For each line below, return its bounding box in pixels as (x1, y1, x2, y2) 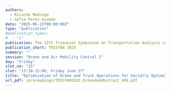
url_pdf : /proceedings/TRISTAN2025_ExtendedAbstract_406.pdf (5, 78, 138, 83)
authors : (5, 7, 24, 13)
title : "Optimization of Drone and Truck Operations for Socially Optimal (5, 73, 167, 78)
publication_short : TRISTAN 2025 (5, 45, 76, 50)
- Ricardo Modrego (10, 12, 49, 17)
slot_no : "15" (5, 64, 36, 69)
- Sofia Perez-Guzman (10, 17, 56, 22)
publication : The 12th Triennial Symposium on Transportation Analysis (5, 40, 160, 45)
